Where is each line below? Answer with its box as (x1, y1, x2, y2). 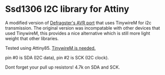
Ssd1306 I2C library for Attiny (5, 3, 129, 15)
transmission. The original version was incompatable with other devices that (5, 25, 161, 31)
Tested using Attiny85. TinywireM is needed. (5, 45, 96, 51)
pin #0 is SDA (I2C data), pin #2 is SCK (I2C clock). (5, 54, 109, 60)
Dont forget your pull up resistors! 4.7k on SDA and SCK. (5, 64, 120, 70)
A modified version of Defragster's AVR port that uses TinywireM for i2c (5, 20, 152, 26)
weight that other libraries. (5, 36, 59, 41)
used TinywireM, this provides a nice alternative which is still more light (5, 30, 151, 36)
